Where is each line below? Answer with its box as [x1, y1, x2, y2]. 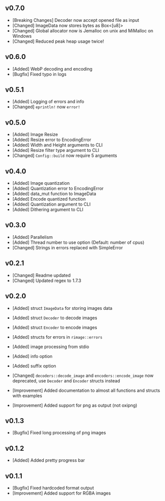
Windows [12, 33, 32, 39]
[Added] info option [12, 353, 53, 359]
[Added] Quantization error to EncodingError [12, 186, 104, 192]
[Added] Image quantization [12, 180, 70, 186]
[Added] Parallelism [12, 234, 53, 240]
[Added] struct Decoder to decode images [12, 315, 97, 321]
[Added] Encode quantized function [12, 196, 86, 202]
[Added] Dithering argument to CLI [12, 207, 83, 213]
